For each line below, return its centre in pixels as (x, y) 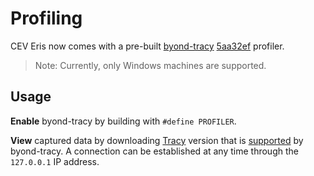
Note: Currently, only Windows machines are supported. (150, 65)
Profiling (46, 18)
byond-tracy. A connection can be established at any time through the (154, 151)
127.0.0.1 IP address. (55, 161)
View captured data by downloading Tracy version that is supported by (157, 140)
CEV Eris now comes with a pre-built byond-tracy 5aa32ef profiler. (147, 46)
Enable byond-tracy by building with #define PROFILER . (123, 121)
